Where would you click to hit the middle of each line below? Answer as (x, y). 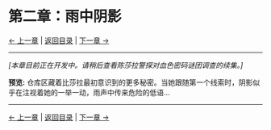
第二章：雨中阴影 (65, 17)
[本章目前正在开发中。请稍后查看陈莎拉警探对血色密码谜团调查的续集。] (126, 65)
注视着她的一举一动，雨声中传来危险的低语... (96, 92)
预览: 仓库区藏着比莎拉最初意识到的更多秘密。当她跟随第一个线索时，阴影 (131, 82)
